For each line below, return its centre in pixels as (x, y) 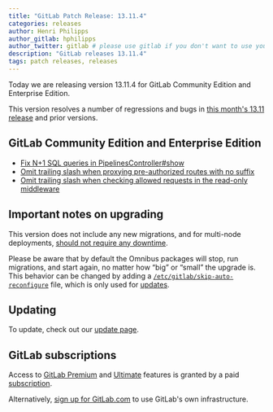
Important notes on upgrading (86, 215)
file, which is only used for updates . (110, 284)
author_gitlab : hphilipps (52, 39)
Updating (32, 310)
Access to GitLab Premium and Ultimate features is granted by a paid (124, 375)
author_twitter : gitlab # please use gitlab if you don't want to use (130, 46)
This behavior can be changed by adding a (80, 276)
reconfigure (28, 285)
